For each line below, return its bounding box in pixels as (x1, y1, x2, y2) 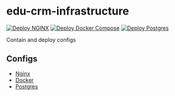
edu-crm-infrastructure (6, 4, 130, 18)
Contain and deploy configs (6, 36, 76, 43)
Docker (15, 76, 34, 83)
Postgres (15, 83, 39, 90)
